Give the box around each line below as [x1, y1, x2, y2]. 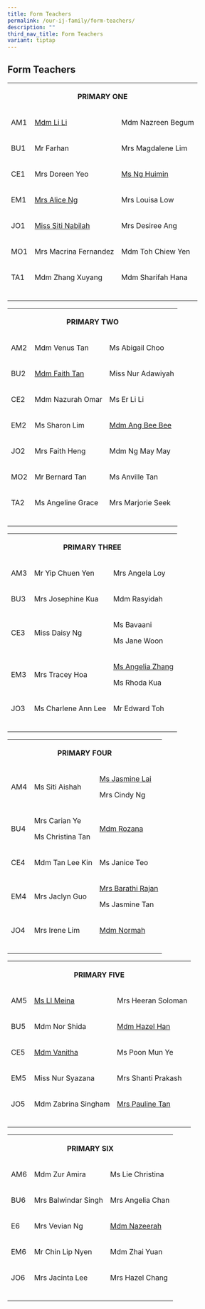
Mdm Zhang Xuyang [34, 272, 103, 282]
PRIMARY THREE [63, 542, 122, 552]
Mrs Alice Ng [34, 195, 78, 205]
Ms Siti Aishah [33, 782, 82, 792]
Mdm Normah [99, 925, 146, 935]
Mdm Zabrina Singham [33, 1099, 110, 1109]
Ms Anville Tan [109, 472, 159, 482]
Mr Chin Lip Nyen [33, 1246, 93, 1256]
